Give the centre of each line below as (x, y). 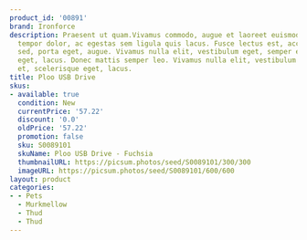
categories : (32, 188)
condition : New (47, 103)
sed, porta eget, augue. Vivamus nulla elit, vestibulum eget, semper (155, 52)
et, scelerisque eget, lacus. (75, 69)
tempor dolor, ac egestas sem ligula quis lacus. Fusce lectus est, (151, 43)
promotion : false (51, 137)
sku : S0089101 (44, 145)
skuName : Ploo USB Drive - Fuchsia (85, 153)
